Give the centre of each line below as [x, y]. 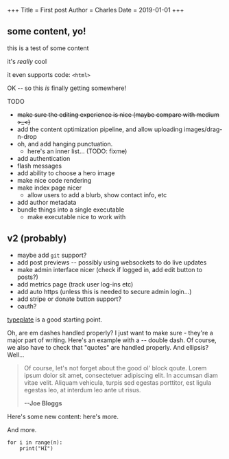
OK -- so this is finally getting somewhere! [67, 88]
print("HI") [36, 448]
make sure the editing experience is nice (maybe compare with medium [118, 114]
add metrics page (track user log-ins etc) [75, 284]
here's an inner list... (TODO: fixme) [77, 151]
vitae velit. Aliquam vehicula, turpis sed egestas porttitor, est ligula [118, 382]
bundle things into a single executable [71, 210]
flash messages [39, 166]
